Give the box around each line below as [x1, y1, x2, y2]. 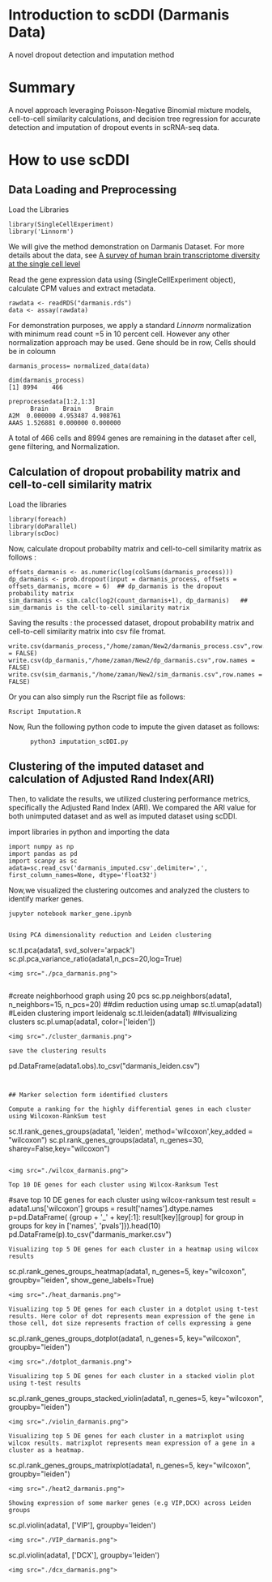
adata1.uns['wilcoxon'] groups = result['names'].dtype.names [8, 1204, 214, 1213]
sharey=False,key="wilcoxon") [8, 1143, 111, 1153]
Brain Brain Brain [29, 404, 114, 413]
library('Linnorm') [8, 227, 74, 236]
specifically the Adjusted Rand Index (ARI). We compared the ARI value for [8, 802, 257, 812]
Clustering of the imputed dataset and [8, 759, 205, 773]
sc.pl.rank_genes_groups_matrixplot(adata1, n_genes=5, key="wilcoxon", [8, 1460, 251, 1470]
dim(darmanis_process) [8, 376, 85, 384]
